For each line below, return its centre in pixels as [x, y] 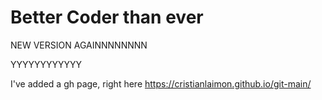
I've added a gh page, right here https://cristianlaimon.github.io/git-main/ [161, 83]
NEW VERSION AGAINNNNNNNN [79, 45]
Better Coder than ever [107, 17]
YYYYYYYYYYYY [46, 64]
